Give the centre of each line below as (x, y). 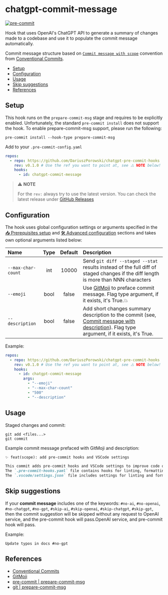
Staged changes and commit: (35, 425)
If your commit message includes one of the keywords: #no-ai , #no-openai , (83, 503)
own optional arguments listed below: (44, 240)
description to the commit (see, (119, 315)
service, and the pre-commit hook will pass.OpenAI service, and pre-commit (84, 519)
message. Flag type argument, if (121, 294)
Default (69, 252)
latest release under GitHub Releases (55, 199)
